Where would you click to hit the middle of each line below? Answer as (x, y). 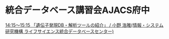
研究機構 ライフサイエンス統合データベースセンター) (60, 31)
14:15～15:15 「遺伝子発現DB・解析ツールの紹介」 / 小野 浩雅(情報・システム (84, 25)
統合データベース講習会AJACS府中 (78, 10)
